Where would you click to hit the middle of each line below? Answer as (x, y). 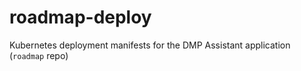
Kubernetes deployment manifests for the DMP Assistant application (150, 45)
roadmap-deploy (80, 17)
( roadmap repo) (39, 55)
